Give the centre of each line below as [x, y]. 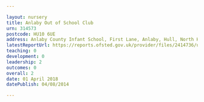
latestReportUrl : [28, 45]
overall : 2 [20, 73]
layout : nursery [27, 17]
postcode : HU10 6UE [31, 34]
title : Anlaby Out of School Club [50, 23]
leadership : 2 [24, 62]
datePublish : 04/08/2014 [38, 84]
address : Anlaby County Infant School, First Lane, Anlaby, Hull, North [100, 40]
